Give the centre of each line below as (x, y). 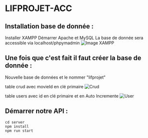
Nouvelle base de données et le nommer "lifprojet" (55, 77)
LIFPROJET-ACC (39, 8)
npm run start (19, 131)
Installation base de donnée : (49, 26)
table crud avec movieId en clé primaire (44, 86)
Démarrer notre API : (37, 111)
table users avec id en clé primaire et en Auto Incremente (62, 96)
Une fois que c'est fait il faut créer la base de (73, 58)
